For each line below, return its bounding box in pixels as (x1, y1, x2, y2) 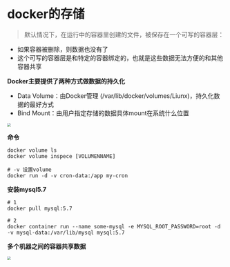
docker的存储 (7, 6, 85, 22)
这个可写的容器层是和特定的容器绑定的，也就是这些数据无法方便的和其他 (17, 53, 223, 62)
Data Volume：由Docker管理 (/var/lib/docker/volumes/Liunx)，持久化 (17, 91, 214, 100)
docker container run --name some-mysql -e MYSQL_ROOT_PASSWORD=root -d (7, 223, 221, 230)
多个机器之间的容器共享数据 (7, 242, 86, 250)
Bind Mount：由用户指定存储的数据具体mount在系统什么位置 (17, 108, 190, 117)
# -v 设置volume (7, 166, 52, 173)
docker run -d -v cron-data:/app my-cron (7, 172, 128, 179)
